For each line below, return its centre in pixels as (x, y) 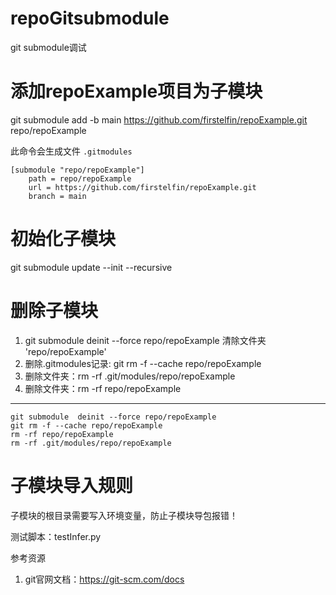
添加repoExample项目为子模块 (136, 91)
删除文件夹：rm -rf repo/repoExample (103, 388)
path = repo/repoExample (80, 178)
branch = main (57, 196)
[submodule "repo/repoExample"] (77, 170)
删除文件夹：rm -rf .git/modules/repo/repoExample (130, 376)
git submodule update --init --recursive (91, 267)
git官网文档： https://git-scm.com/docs (104, 579)
